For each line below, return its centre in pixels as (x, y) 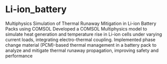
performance (19, 56)
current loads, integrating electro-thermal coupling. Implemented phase (80, 40)
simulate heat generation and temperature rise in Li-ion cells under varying (83, 34)
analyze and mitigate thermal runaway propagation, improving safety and (82, 50)
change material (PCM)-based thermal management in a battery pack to (81, 45)
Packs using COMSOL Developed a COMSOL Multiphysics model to (76, 28)
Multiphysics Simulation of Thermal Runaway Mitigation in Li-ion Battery (81, 23)
